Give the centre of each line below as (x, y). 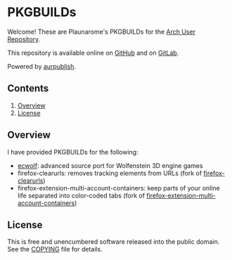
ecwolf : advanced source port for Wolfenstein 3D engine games (110, 165)
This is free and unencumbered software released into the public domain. (114, 242)
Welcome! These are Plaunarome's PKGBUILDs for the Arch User (101, 32)
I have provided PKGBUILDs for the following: (73, 152)
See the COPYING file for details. (55, 249)
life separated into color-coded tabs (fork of (81, 195)
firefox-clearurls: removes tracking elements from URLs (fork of (110, 173)
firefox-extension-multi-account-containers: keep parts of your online (118, 188)
